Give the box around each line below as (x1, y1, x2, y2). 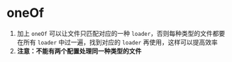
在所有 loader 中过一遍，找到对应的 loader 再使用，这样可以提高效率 (16, 37, 218, 46)
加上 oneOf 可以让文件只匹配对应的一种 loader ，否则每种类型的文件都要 (16, 29, 226, 37)
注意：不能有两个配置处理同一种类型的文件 (16, 46, 142, 55)
